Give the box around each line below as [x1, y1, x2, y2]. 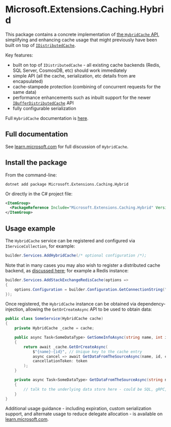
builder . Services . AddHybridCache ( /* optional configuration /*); [5, 253, 147, 258]
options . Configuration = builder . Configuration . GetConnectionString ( [14, 287, 165, 292]
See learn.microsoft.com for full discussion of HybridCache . [5, 143, 129, 149]
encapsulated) [12, 78, 43, 84]
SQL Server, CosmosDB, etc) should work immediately [12, 67, 127, 73]
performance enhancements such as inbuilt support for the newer [12, 94, 151, 101]
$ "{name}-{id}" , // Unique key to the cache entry [32, 349, 142, 354]
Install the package [5, 158, 67, 167]
